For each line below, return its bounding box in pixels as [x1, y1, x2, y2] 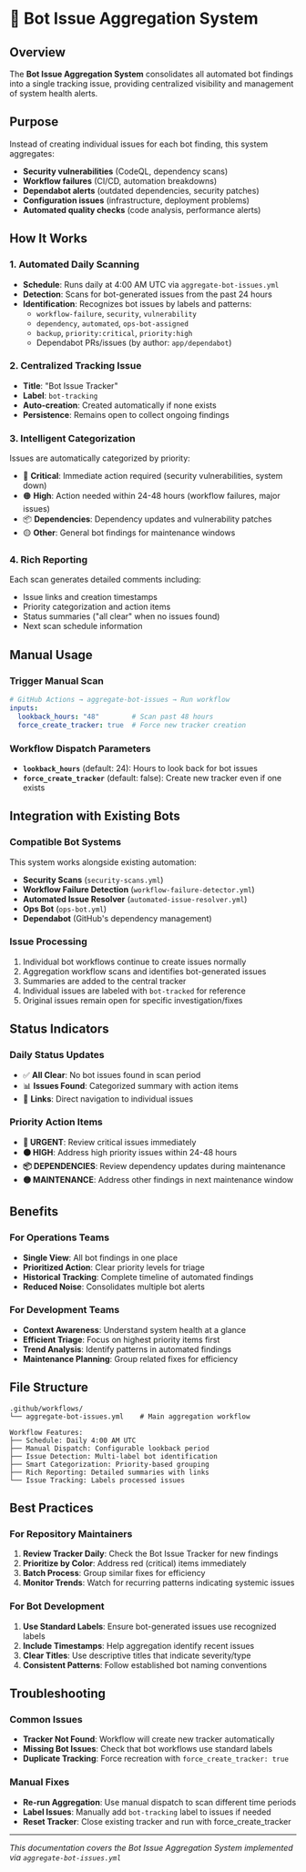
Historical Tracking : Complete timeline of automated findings [22, 1271, 254, 1282]
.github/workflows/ [9, 1404, 84, 1413]
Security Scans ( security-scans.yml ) [22, 874, 164, 885]
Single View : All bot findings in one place [22, 1252, 178, 1263]
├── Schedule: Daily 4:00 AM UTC [9, 1436, 137, 1445]
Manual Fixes [9, 1775, 70, 1788]
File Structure [9, 1379, 88, 1396]
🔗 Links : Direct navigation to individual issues [22, 1093, 194, 1104]
